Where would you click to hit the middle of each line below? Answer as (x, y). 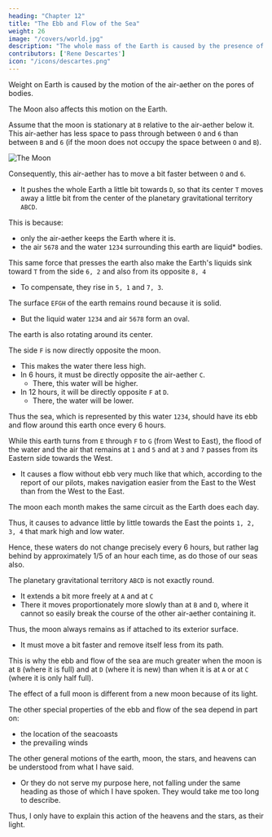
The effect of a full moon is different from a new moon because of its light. (133, 694)
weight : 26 (27, 31)
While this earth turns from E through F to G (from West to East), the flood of (135, 440)
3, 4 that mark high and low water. (66, 531)
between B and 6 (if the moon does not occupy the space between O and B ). (135, 142)
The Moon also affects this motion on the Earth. (88, 109)
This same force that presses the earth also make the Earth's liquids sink (130, 262)
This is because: (36, 222)
